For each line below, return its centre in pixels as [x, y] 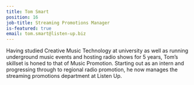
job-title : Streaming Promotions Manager [58, 23]
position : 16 [22, 17]
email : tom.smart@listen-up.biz [46, 34]
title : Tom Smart [28, 12]
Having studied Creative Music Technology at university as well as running [97, 51]
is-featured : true [29, 28]
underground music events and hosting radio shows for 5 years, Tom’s [92, 57]
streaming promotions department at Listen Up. [64, 76]
